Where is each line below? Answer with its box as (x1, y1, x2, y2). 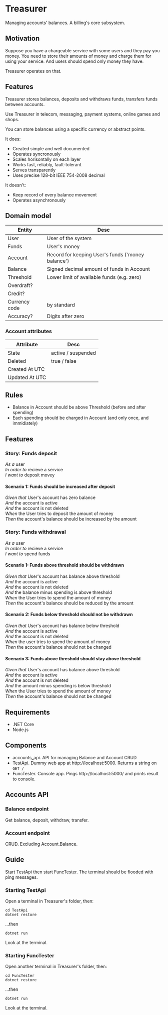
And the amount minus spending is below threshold (5, 683, 111, 689)
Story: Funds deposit (5, 450, 57, 457)
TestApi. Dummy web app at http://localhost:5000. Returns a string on (12, 760, 157, 766)
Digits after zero (46, 313, 84, 320)
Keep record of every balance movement (12, 191, 97, 197)
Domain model (5, 212, 51, 220)
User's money (46, 243, 80, 250)
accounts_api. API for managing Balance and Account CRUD (12, 754, 137, 760)
